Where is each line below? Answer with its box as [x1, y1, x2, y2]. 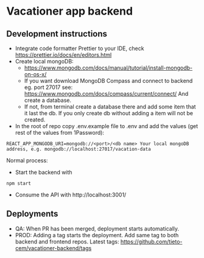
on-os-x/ [24, 71, 47, 77]
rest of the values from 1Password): [15, 129, 105, 136]
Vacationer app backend [6, 4, 133, 18]
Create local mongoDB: [15, 58, 74, 65]
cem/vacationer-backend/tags [15, 244, 92, 251]
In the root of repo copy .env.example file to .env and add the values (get [15, 123, 198, 129]
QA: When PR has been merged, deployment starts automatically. [15, 224, 180, 232]
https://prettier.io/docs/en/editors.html [15, 51, 112, 59]
